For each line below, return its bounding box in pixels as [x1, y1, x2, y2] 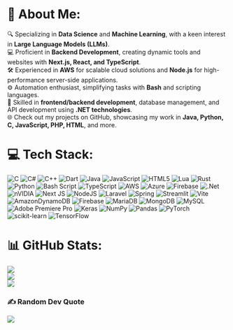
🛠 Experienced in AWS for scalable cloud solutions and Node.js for [7, 66, 203, 74]
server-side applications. [46, 76, 118, 84]
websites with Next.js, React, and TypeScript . [7, 57, 141, 66]
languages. [7, 90, 40, 99]
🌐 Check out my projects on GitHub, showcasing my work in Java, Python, [7, 113, 224, 121]
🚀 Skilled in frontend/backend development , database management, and [7, 98, 220, 106]
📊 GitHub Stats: [7, 238, 103, 254]
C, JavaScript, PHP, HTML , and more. [7, 120, 117, 129]
